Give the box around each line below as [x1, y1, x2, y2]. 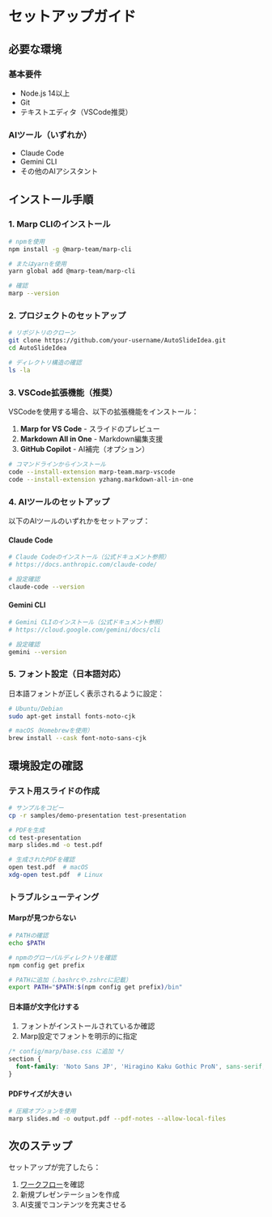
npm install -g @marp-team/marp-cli [8, 245, 132, 253]
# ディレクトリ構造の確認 [8, 359, 83, 367]
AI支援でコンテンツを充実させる [19, 1199, 127, 1209]
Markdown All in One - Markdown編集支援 [19, 434, 164, 444]
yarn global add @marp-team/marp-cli [8, 267, 136, 275]
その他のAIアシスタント [19, 167, 99, 177]
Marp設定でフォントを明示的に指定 [19, 1032, 138, 1041]
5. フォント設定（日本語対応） [8, 669, 126, 680]
